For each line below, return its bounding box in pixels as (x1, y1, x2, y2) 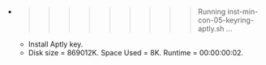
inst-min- (226, 7, 259, 16)
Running (197, 7, 226, 16)
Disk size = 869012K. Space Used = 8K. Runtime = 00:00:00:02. (28, 48, 244, 57)
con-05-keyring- (197, 15, 254, 25)
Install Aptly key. (28, 39, 84, 49)
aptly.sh (197, 24, 225, 33)
